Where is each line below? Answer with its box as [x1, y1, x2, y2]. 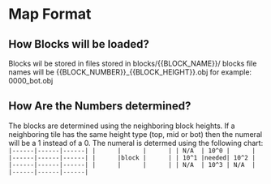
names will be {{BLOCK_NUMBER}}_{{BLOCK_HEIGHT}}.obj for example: [8, 67, 252, 77]
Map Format [8, 5, 92, 24]
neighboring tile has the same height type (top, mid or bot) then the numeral [8, 129, 262, 139]
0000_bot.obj [8, 76, 54, 85]
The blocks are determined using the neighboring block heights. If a [8, 121, 235, 131]
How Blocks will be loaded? [8, 37, 150, 51]
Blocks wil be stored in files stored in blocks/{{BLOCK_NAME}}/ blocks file [8, 58, 257, 68]
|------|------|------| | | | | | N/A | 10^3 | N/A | [8, 160, 256, 169]
